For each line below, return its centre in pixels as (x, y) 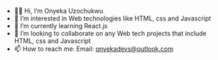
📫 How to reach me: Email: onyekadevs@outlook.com (94, 49)
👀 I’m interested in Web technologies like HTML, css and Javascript (113, 18)
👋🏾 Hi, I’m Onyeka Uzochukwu (59, 11)
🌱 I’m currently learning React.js (61, 26)
